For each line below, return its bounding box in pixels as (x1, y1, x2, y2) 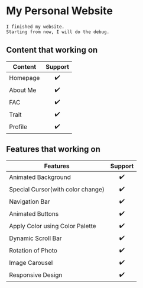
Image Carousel (9, 259, 53, 267)
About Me (9, 86, 37, 94)
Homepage (9, 74, 40, 82)
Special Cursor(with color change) (9, 185, 105, 194)
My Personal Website (6, 4, 113, 18)
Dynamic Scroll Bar (9, 234, 62, 242)
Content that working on (6, 45, 98, 55)
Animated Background (9, 173, 71, 181)
